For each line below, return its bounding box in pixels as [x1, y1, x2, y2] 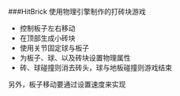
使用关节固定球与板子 [19, 43, 89, 53]
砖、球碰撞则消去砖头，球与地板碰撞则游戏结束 [19, 63, 172, 72]
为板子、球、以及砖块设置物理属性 [19, 54, 131, 62]
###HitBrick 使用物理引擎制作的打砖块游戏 [8, 7, 146, 16]
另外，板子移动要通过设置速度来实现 [8, 79, 126, 89]
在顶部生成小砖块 [19, 34, 76, 42]
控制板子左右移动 [19, 24, 76, 33]
